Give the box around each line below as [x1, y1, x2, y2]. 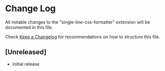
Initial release [12, 61, 40, 67]
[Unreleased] [5, 48, 47, 56]
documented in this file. [5, 24, 53, 30]
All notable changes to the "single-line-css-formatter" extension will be [5, 19, 150, 25]
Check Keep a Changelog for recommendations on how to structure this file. [5, 34, 161, 40]
